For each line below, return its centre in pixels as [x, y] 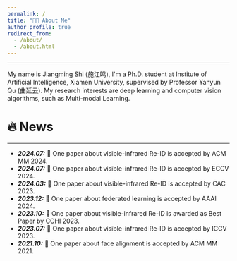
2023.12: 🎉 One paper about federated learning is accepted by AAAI [117, 198]
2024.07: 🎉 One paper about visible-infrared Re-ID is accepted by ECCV [123, 168]
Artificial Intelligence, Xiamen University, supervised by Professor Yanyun [114, 82]
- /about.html [34, 47]
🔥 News [31, 127]
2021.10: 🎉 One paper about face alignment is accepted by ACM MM [117, 243]
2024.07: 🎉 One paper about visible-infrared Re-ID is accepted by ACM [122, 153]
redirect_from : [30, 34]
